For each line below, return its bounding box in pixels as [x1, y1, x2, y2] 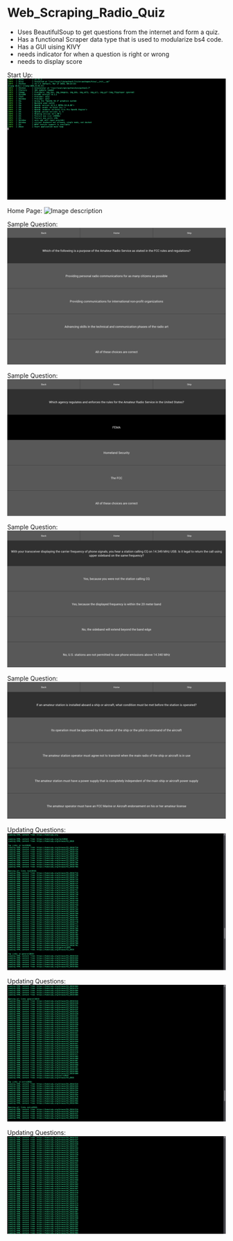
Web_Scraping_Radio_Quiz [7, 5, 165, 21]
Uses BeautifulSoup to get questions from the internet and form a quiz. [17, 28, 220, 36]
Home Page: [7, 207, 43, 214]
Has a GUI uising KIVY [17, 42, 81, 51]
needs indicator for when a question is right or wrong [17, 50, 170, 58]
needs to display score [17, 57, 83, 65]
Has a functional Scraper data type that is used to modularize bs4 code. [17, 35, 223, 43]
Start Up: [7, 71, 33, 79]
